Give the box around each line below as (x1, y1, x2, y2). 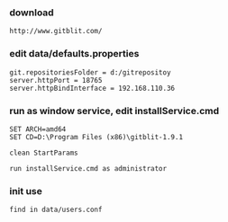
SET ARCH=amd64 (9, 124, 67, 134)
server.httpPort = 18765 (9, 75, 103, 84)
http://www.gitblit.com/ (9, 27, 103, 36)
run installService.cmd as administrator (9, 164, 168, 173)
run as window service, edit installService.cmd (9, 104, 220, 117)
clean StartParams (9, 148, 78, 157)
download (9, 6, 54, 19)
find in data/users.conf (9, 205, 103, 215)
